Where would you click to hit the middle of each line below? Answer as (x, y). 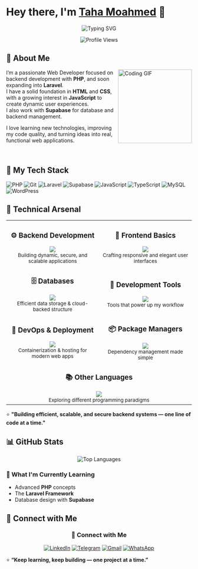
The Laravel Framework (44, 494)
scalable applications (53, 261)
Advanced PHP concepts (45, 487)
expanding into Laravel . (35, 85)
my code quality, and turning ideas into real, (60, 134)
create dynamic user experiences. (48, 104)
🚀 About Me (28, 58)
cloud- (80, 304)
